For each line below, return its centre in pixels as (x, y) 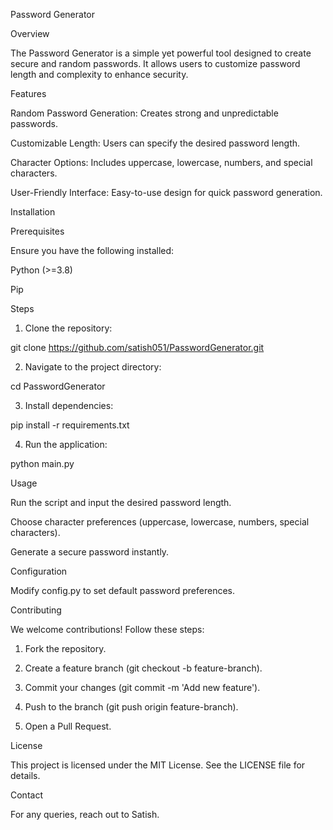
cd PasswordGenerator (58, 386)
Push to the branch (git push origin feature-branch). (131, 707)
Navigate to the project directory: (93, 367)
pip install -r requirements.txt (70, 425)
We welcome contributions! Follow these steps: (107, 629)
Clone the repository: (68, 328)
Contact (26, 795)
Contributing (36, 610)
